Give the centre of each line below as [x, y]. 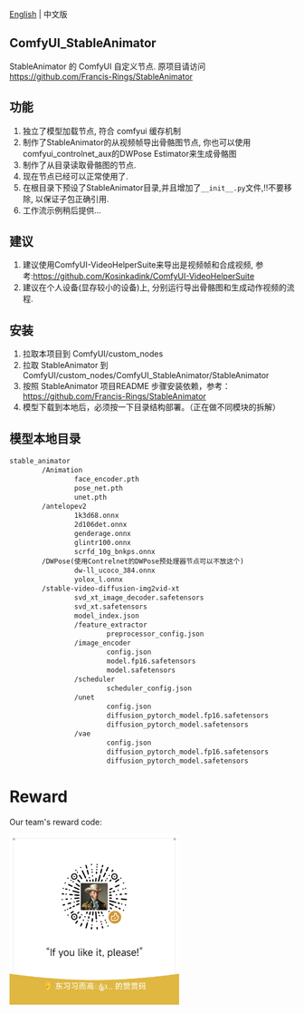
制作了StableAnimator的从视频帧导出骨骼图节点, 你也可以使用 [137, 142]
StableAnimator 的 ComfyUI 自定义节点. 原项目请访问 [108, 66]
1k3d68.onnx [96, 516]
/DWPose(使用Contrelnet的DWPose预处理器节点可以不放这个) [143, 561]
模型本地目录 [45, 439]
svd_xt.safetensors [110, 607]
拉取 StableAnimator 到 [65, 366]
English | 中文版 [38, 14]
